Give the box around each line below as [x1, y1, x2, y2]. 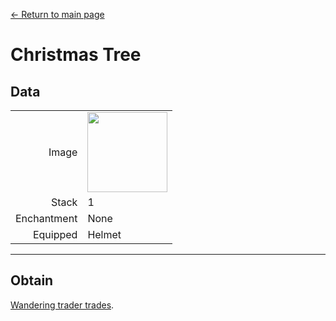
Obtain [10, 272, 54, 289]
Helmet [87, 228, 122, 241]
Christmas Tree [10, 44, 142, 66]
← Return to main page [10, 9, 105, 20]
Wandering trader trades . [10, 299, 115, 311]
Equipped [32, 228, 78, 241]
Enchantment [15, 212, 78, 225]
